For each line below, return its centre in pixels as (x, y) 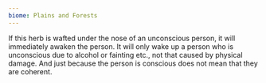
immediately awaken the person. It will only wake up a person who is (121, 46)
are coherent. (30, 71)
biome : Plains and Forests (53, 15)
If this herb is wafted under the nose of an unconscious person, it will (122, 38)
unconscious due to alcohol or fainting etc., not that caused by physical (125, 55)
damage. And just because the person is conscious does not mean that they (133, 63)
